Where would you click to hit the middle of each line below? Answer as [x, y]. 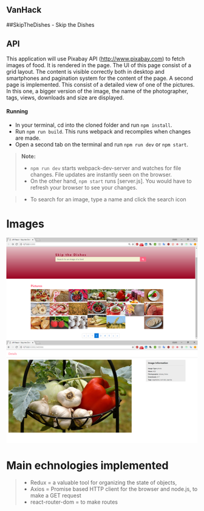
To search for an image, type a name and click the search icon [108, 199]
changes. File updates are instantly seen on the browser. [101, 174]
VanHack [24, 10]
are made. [28, 138]
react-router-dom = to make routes [74, 502]
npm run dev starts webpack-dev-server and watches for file [106, 168]
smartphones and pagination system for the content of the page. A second [100, 78]
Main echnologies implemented [87, 465]
